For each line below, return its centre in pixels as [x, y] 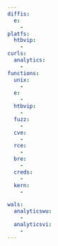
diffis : [19, 14]
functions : [23, 73]
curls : [17, 54]
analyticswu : [33, 211]
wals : [15, 205]
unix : [22, 80]
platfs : [19, 34]
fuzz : [22, 119]
